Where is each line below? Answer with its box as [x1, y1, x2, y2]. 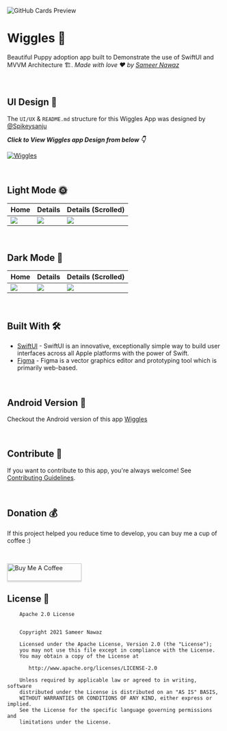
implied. [7, 701, 32, 708]
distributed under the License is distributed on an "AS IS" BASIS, [19, 689, 219, 696]
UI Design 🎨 [7, 97, 57, 108]
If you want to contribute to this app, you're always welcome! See [7, 466, 191, 474]
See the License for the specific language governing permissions [19, 707, 213, 714]
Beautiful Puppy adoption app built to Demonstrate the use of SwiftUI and [7, 53, 214, 61]
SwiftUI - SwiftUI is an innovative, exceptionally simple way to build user [16, 342, 220, 350]
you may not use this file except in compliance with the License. [19, 647, 215, 654]
